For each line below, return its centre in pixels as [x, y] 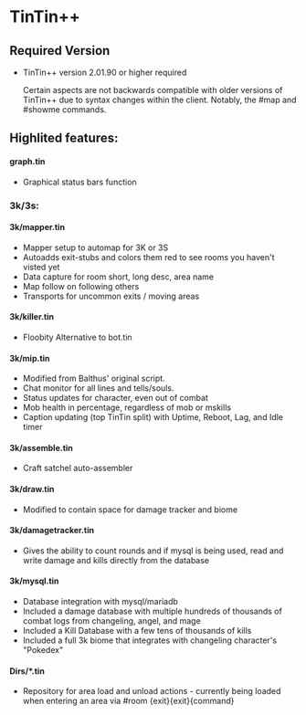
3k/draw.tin [32, 489]
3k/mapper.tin [37, 227]
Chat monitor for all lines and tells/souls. [98, 388]
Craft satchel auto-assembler [78, 468]
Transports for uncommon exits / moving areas [111, 296]
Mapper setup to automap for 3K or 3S [95, 247]
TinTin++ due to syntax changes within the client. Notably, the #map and [159, 100]
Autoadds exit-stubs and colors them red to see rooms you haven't [148, 257]
